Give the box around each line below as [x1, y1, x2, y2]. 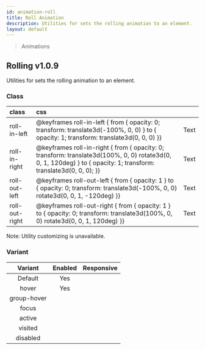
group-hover [9, 294, 47, 302]
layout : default [6, 26, 48, 32]
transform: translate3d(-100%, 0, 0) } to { [35, 126, 157, 135]
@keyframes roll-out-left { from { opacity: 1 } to [35, 176, 174, 185]
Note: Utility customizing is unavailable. [6, 233, 106, 240]
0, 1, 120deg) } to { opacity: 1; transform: [35, 158, 154, 167]
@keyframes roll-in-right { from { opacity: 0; [35, 143, 165, 152]
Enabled [52, 264, 77, 272]
